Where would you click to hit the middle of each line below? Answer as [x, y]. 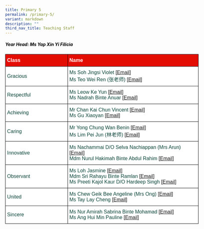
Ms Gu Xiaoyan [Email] [95, 116]
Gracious [17, 76]
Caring [15, 131]
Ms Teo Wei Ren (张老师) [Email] [105, 80]
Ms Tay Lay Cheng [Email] [98, 200]
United [14, 197]
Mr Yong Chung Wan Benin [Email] [107, 128]
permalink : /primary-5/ [30, 14]
